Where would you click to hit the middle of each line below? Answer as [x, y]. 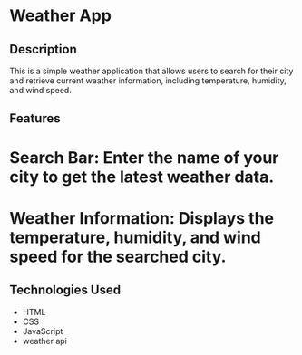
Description [43, 49]
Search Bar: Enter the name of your [144, 157]
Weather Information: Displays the [142, 218]
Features [35, 119]
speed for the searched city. [118, 257]
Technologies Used [65, 290]
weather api [45, 341]
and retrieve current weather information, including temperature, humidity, [148, 81]
